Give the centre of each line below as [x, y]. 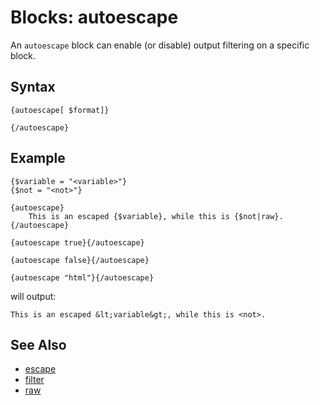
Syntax [33, 87]
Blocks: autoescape [94, 17]
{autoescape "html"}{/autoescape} [82, 277]
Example [38, 158]
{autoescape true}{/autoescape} [77, 242]
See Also [38, 344]
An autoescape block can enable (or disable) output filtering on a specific [160, 45]
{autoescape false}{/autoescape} [80, 260]
